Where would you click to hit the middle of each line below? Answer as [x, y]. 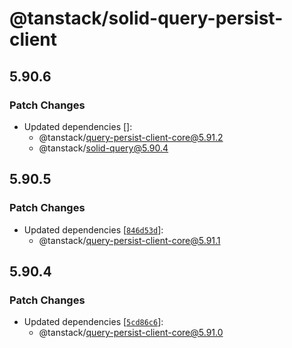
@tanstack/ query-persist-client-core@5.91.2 [131, 137]
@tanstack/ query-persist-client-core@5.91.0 [131, 333]
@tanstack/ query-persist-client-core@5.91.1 [129, 240]
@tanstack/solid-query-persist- [146, 18]
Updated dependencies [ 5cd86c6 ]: [93, 322]
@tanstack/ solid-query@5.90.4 [103, 148]
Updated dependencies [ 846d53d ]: [93, 229]
